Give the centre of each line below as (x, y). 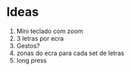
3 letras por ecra (40, 38)
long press (31, 60)
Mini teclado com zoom (50, 31)
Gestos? (28, 45)
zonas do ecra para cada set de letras (70, 53)
